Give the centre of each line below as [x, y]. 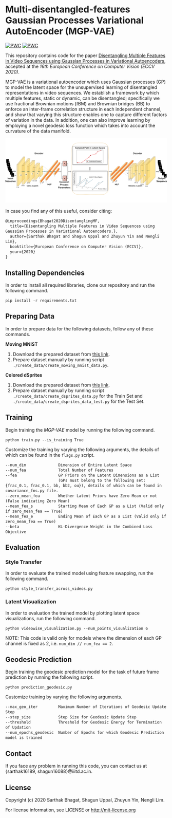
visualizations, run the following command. [51, 618]
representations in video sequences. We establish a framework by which [82, 92]
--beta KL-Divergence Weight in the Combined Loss [79, 527]
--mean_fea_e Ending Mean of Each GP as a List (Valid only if [86, 516]
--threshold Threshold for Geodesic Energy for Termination [83, 722]
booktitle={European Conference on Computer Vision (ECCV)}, [77, 247]
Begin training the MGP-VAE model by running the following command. [80, 430]
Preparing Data [30, 316]
